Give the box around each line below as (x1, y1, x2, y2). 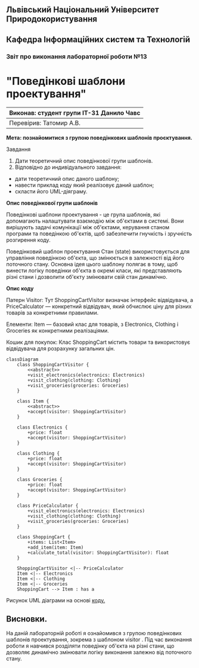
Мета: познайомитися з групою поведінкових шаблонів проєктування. (6, 134, 192, 141)
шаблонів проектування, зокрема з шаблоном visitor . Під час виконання (6, 636, 192, 644)
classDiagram (6, 356, 39, 362)
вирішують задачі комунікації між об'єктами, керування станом (6, 223, 170, 230)
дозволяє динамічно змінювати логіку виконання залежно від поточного (6, 649, 192, 656)
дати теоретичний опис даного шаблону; (14, 175, 119, 182)
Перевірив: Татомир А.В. (9, 119, 81, 127)
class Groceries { (17, 476, 63, 482)
